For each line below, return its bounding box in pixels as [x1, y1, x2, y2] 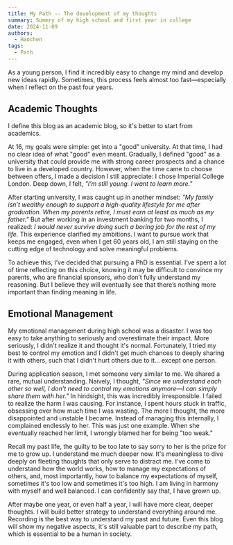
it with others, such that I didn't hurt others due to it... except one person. [8, 356, 217, 364]
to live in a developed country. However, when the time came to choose [8, 164, 213, 173]
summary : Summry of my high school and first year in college [8, 17, 191, 24]
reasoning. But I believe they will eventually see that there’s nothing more [8, 280, 216, 289]
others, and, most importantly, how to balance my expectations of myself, [8, 471, 218, 480]
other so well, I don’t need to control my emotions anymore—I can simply [8, 384, 218, 393]
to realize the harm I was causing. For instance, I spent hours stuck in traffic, [8, 399, 227, 407]
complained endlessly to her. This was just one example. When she [8, 421, 200, 429]
